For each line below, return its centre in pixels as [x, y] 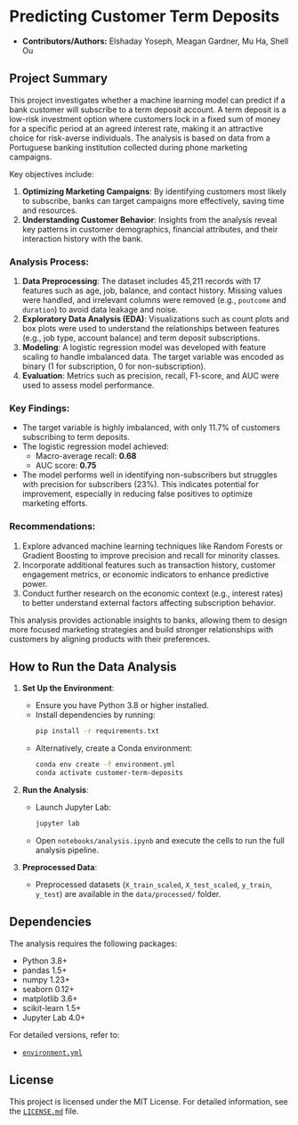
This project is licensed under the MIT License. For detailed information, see [149, 1101]
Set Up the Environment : [68, 689]
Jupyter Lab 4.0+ [54, 1017]
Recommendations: [52, 526]
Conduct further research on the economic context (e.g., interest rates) [153, 593]
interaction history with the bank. [83, 239]
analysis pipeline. [67, 850]
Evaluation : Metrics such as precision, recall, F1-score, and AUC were [151, 376]
